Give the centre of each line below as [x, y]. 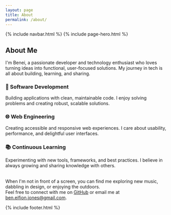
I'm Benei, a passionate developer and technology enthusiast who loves [81, 63]
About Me [21, 50]
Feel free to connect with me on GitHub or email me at [62, 192]
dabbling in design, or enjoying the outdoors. [53, 187]
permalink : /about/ [26, 19]
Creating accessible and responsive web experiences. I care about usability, [86, 128]
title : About [19, 15]
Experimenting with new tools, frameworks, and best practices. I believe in [84, 160]
